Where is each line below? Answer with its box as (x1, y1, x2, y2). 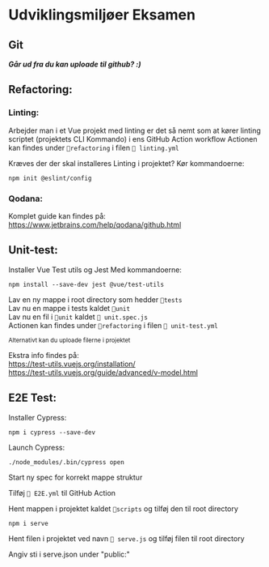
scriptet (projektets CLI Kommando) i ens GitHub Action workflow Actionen (8, 134, 258, 143)
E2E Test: (8, 391, 57, 405)
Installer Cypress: (8, 412, 67, 422)
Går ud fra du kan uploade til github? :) (8, 59, 141, 69)
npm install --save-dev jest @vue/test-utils (8, 280, 164, 288)
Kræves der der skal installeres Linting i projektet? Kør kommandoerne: (8, 158, 245, 168)
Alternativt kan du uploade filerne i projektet (8, 336, 131, 344)
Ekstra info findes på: (8, 350, 79, 360)
